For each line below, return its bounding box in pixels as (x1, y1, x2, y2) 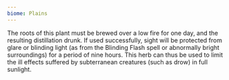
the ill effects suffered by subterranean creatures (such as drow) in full (7, 57, 208, 66)
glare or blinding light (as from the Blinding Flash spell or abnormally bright (7, 43, 219, 51)
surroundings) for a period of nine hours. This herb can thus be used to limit (7, 51, 223, 59)
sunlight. (7, 65, 32, 73)
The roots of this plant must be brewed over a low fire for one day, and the (7, 29, 219, 37)
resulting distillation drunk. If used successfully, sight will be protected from (7, 36, 223, 44)
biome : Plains (7, 10, 48, 17)
